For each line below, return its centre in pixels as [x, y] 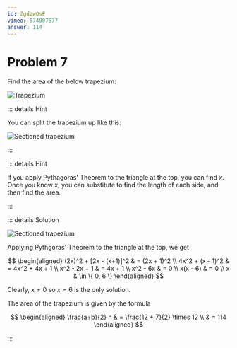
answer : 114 [25, 27]
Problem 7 [38, 62]
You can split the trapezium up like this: [65, 123]
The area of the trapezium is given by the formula [79, 303]
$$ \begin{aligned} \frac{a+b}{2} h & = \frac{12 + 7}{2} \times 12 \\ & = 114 [119, 317]
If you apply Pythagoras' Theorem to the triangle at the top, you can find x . [116, 178]
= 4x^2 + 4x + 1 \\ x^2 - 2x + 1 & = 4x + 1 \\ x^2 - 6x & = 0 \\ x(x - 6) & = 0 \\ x [119, 269]
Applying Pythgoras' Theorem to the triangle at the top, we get [98, 248]
